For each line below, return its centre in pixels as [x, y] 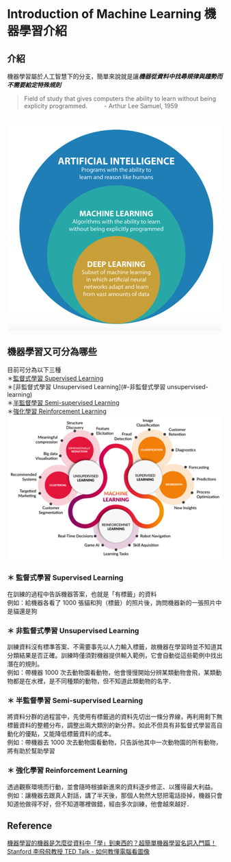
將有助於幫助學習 [31, 751]
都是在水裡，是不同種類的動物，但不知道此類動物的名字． [94, 681]
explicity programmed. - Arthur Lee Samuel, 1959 [101, 106]
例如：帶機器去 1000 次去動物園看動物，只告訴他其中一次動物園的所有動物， [114, 742]
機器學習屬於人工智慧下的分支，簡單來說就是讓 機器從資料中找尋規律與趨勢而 [115, 76]
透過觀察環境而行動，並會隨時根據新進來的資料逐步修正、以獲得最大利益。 [112, 787]
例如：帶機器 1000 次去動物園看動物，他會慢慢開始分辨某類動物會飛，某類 [112, 673]
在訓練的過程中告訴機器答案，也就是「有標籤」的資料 [82, 594]
